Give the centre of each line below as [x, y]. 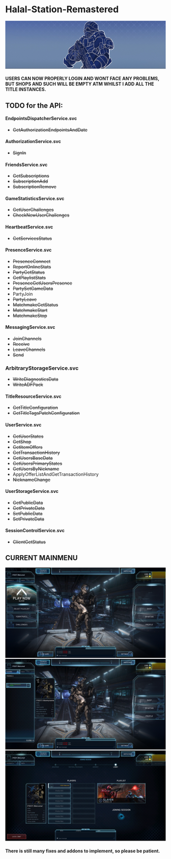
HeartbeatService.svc [29, 227]
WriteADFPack [28, 385]
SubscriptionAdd [30, 181]
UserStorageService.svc [32, 491]
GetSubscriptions [31, 176]
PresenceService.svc [28, 250]
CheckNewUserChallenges [41, 215]
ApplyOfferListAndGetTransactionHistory [56, 474]
